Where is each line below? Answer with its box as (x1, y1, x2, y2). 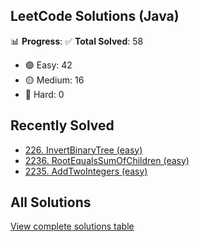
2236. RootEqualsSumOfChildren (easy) (24, 154, 190, 166)
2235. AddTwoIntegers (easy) (24, 165, 148, 177)
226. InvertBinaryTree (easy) (24, 144, 143, 156)
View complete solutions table (10, 220, 135, 233)
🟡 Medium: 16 (24, 74, 85, 86)
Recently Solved (10, 117, 115, 134)
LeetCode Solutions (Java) (10, 8, 180, 25)
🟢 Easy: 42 (24, 59, 73, 71)
